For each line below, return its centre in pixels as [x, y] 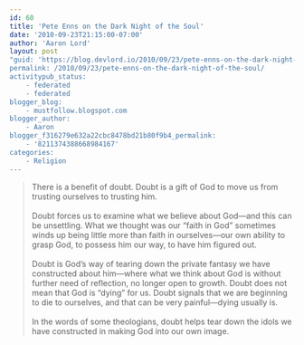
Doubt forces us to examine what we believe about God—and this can [161, 216]
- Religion [46, 161]
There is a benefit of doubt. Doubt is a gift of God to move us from [155, 187]
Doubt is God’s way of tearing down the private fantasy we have [151, 264]
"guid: [22, 60]
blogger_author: [40, 119]
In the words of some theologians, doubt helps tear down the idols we [161, 321]
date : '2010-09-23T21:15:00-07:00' [76, 34]
